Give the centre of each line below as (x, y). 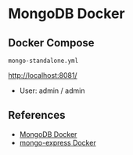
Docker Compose (52, 43)
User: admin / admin (52, 90)
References (37, 115)
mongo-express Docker (58, 142)
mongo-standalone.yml (43, 61)
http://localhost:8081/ (43, 75)
